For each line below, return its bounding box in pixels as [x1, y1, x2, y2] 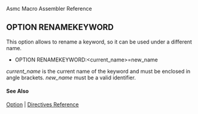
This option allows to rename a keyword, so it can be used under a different [6, 38, 193, 45]
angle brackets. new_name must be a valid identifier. [6, 74, 136, 81]
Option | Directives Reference [6, 101, 79, 108]
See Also [6, 88, 29, 95]
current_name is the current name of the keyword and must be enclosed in [6, 67, 191, 75]
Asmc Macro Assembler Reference [6, 5, 92, 12]
